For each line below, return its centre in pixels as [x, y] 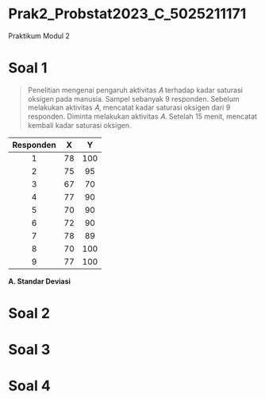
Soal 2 [29, 314]
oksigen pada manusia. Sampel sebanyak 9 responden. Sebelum [133, 99]
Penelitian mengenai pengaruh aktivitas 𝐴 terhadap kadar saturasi [135, 90]
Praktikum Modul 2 [39, 36]
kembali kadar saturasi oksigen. [79, 125]
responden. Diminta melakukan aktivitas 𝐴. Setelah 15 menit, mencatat [142, 116]
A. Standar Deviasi [40, 281]
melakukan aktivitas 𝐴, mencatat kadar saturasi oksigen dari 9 [129, 107]
